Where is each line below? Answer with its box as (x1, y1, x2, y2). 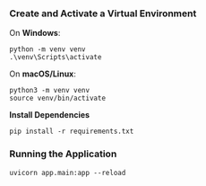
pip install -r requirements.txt (9, 127, 134, 137)
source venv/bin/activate (9, 93, 106, 103)
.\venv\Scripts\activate (9, 53, 102, 62)
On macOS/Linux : (9, 68, 76, 79)
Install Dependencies (9, 110, 90, 120)
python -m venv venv (9, 45, 87, 54)
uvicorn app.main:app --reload (9, 168, 126, 177)
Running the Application (9, 147, 117, 160)
